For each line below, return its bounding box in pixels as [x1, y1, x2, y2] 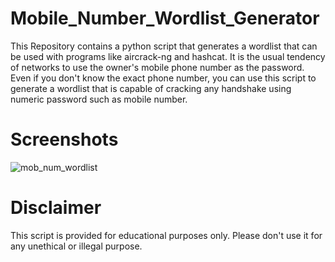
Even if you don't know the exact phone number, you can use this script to [10, 72, 317, 84]
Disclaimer [10, 197, 102, 219]
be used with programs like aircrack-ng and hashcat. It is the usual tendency [10, 50, 326, 62]
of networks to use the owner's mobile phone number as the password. [10, 61, 305, 73]
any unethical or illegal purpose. [10, 240, 143, 252]
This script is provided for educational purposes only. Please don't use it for [10, 229, 323, 241]
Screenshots [10, 128, 119, 151]
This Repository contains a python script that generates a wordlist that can [10, 40, 318, 52]
